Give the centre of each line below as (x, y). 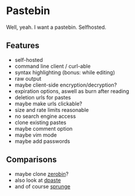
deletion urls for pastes (43, 97)
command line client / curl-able (52, 66)
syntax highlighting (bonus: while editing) (65, 72)
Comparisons (32, 160)
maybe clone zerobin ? (42, 174)
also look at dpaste (38, 180)
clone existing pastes (40, 122)
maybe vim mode (36, 135)
